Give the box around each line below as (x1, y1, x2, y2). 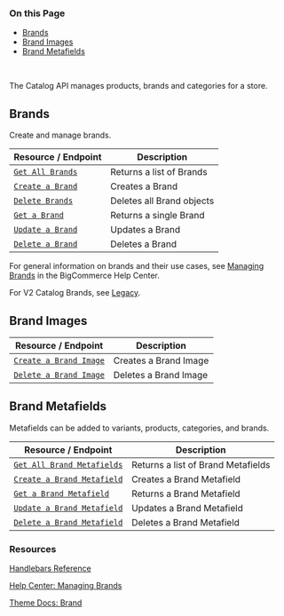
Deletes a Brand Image (113, 368, 209, 381)
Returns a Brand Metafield (131, 487, 241, 500)
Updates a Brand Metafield (131, 501, 244, 514)
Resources (9, 542, 57, 555)
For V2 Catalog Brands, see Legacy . (9, 288, 141, 298)
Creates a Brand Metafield (131, 473, 241, 486)
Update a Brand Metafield (13, 502, 123, 513)
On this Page (9, 7, 66, 20)
